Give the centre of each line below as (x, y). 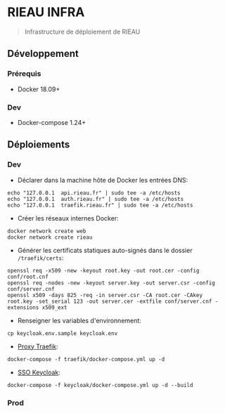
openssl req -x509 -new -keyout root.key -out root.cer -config (103, 270)
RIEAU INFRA (46, 12)
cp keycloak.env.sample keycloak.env (63, 333)
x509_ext (55, 307)
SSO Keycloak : (39, 372)
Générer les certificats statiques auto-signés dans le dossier (105, 250)
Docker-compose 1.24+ (52, 122)
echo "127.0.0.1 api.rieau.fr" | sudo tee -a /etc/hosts (94, 193)
